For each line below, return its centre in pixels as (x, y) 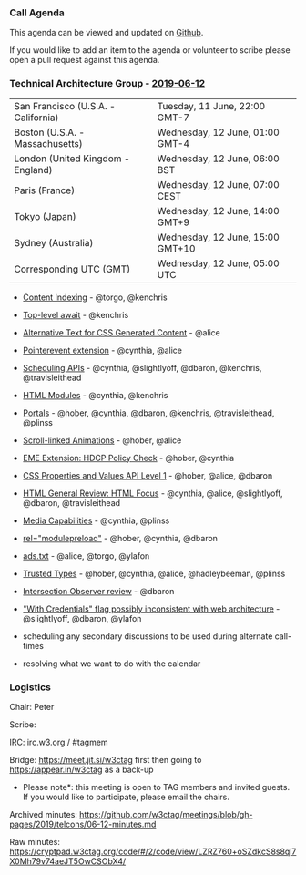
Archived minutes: (43, 814)
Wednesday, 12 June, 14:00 (218, 211)
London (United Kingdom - (72, 159)
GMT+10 (176, 248)
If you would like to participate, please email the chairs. (126, 797)
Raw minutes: (35, 841)
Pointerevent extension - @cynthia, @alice (102, 350)
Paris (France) (45, 190)
